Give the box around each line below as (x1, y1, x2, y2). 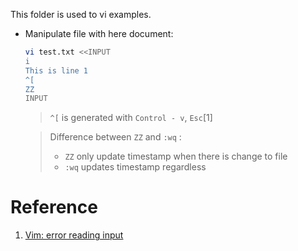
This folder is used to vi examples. (10, 9, 152, 20)
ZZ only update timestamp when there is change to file (64, 150, 288, 163)
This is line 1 (24, 65, 89, 76)
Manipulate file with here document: (24, 28, 174, 39)
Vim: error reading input (24, 229, 124, 241)
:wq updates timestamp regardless (64, 161, 207, 173)
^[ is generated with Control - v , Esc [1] (49, 112, 213, 124)
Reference (10, 196, 98, 219)
